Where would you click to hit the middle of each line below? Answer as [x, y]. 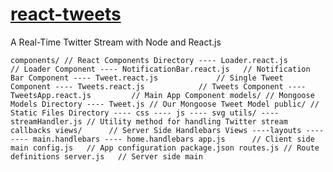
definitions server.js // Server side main [106, 156]
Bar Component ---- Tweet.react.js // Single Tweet [147, 78]
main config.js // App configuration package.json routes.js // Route [165, 148]
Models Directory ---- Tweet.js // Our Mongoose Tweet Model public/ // [165, 104]
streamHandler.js [46, 121]
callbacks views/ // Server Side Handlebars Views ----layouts [156, 130]
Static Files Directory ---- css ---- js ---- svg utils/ [133, 113]
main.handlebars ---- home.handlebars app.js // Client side [173, 139]
